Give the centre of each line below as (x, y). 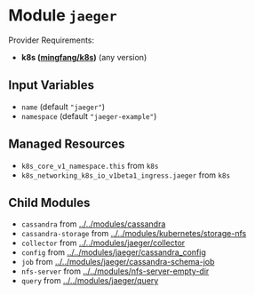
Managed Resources (67, 144)
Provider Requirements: (52, 40)
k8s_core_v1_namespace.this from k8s (90, 165)
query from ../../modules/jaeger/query (90, 281)
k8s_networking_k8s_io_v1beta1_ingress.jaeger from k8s (126, 175)
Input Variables (52, 85)
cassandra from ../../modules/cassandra (93, 224)
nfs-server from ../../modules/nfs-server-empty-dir (115, 271)
